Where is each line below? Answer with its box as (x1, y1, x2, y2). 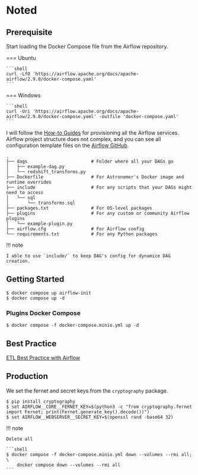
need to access (6, 190, 44, 196)
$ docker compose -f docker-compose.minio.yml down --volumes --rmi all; (6, 451, 193, 457)
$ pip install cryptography (6, 399, 76, 404)
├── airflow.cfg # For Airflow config (6, 226, 145, 232)
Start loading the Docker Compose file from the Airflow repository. (6, 43, 168, 50)
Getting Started (6, 274, 65, 285)
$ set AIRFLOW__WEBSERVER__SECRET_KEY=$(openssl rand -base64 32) (6, 414, 174, 420)
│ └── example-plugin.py (6, 221, 73, 227)
